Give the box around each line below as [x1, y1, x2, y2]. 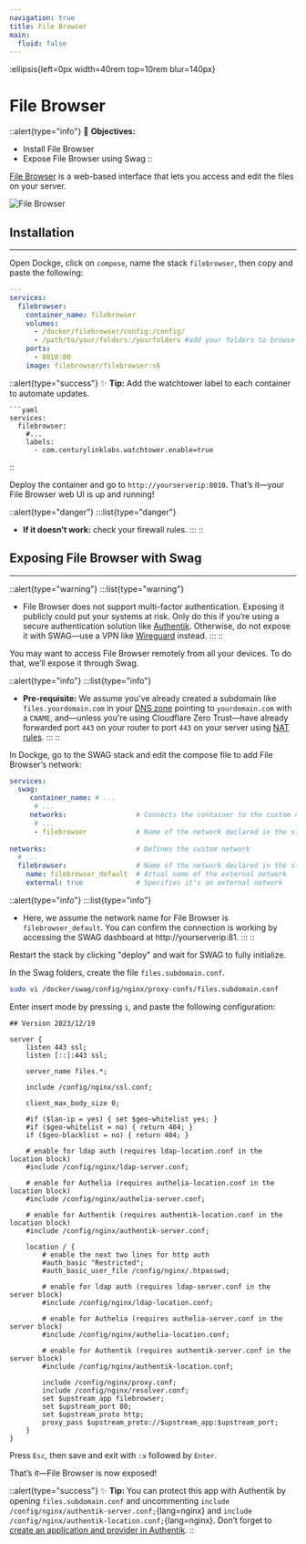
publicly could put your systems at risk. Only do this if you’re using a [22, 610, 280, 621]
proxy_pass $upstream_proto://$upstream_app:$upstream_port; [42, 1417, 280, 1427]
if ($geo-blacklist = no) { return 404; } [25, 1130, 189, 1140]
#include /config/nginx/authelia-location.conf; [42, 1330, 230, 1339]
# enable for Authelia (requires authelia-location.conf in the [25, 1178, 275, 1187]
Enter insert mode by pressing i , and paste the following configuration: [9, 1000, 276, 1012]
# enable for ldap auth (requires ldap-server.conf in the [42, 1282, 271, 1291]
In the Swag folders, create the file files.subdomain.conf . [9, 967, 225, 978]
